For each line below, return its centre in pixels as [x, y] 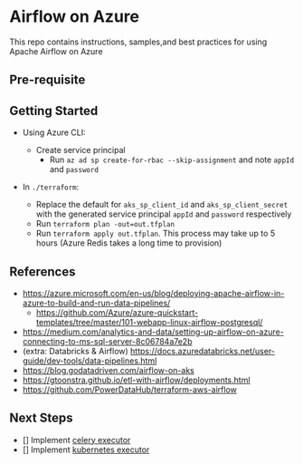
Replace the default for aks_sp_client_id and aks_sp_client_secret [162, 205]
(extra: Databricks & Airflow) [75, 351]
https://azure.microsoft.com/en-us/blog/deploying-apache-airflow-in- [153, 293]
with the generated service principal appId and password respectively [164, 214]
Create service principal [80, 150]
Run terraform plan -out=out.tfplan [105, 224]
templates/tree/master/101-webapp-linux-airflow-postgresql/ [149, 322]
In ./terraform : [51, 187]
